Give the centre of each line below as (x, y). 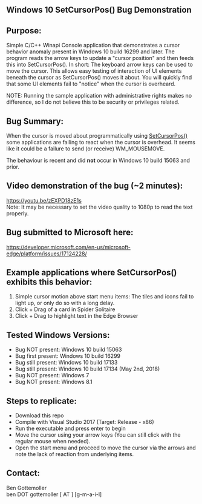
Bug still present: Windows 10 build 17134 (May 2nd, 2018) (87, 369)
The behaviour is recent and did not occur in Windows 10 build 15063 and (98, 161)
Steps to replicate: (41, 401)
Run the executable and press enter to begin (70, 428)
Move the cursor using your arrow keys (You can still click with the (98, 435)
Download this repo (39, 415)
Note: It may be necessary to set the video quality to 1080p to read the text (99, 207)
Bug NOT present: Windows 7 (52, 375)
